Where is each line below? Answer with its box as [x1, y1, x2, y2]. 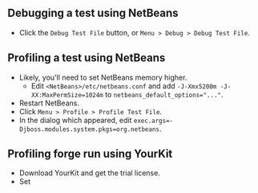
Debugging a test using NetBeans [7, 6, 179, 20]
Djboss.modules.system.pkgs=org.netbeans [18, 125, 159, 133]
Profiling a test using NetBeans [7, 51, 166, 65]
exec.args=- [133, 117, 174, 125]
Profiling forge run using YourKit [7, 147, 173, 161]
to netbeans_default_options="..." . [104, 89, 224, 99]
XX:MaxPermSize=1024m [30, 91, 103, 99]
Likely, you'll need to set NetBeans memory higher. [18, 72, 187, 82]
